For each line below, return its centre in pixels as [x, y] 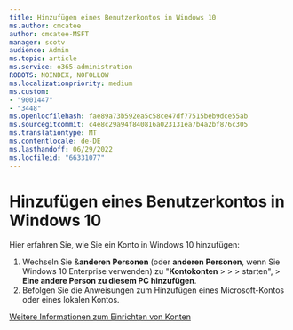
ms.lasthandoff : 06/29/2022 [61, 149]
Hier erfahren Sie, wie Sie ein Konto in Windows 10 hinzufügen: [124, 245]
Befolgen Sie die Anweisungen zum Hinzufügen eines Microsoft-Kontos [153, 290]
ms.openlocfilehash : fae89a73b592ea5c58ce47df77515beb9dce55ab [129, 116]
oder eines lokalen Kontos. [71, 300]
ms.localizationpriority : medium [71, 83]
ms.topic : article [43, 59]
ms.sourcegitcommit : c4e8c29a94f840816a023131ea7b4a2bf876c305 [129, 125]
